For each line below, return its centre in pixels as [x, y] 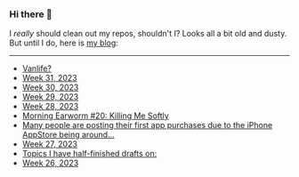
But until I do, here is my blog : [64, 43]
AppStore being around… [68, 135]
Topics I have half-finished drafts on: [89, 154]
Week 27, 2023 [50, 144]
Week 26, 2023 [50, 163]
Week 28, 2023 [50, 107]
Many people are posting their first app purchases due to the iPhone [147, 125]
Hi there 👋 [31, 14]
